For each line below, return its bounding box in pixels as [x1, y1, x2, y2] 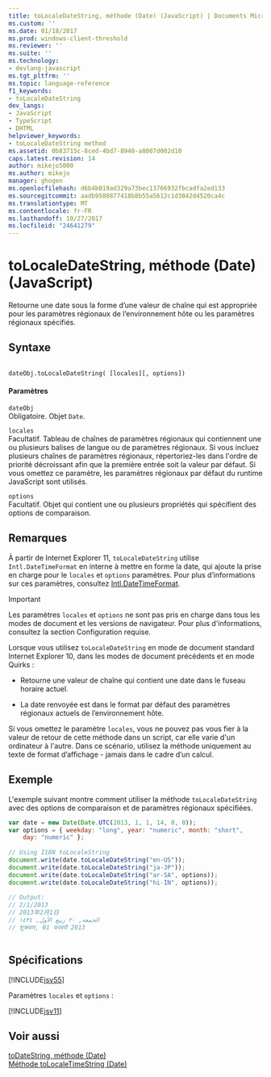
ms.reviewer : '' [8, 42, 63, 50]
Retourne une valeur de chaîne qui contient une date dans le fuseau [19, 675, 246, 685]
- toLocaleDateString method [8, 139, 106, 148]
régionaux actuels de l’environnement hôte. [19, 708, 164, 718]
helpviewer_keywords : [8, 131, 81, 140]
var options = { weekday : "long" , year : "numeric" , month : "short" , [8, 826, 244, 834]
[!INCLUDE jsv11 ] [8, 1006, 62, 1016]
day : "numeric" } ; [23, 833, 85, 841]
